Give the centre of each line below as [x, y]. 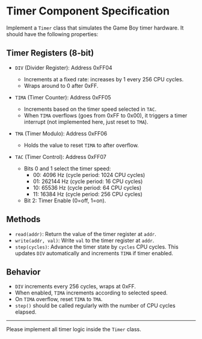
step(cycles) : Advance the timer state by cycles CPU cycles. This [96, 247]
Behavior [23, 272]
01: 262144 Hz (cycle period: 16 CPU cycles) [88, 181]
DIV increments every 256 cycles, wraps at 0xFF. [75, 287]
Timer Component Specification [88, 11]
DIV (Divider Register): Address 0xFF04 [63, 67]
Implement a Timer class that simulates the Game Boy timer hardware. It [95, 28]
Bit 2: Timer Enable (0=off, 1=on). [65, 201]
